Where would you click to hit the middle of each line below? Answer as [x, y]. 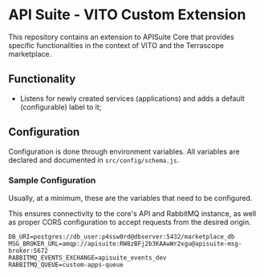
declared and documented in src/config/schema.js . [94, 160]
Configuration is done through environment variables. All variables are [124, 151]
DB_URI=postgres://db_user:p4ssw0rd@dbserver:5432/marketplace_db [122, 237]
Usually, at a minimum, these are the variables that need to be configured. [130, 198]
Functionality [42, 79]
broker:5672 [28, 251]
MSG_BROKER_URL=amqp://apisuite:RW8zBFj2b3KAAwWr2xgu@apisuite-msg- [125, 243]
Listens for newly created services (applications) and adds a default [132, 98]
